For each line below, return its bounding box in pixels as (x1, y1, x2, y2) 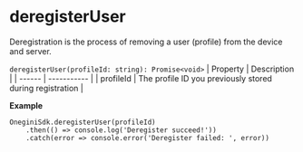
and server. (9, 45, 52, 56)
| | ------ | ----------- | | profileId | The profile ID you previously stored (9, 72, 272, 83)
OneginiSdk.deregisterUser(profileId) (9, 118, 156, 127)
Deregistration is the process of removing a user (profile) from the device (9, 36, 283, 47)
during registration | (9, 82, 83, 93)
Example (9, 100, 44, 110)
